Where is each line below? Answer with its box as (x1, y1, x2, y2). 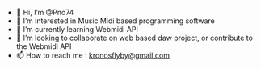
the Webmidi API (15, 42, 72, 51)
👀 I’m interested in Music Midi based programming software (15, 16, 216, 26)
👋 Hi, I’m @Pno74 (15, 8, 74, 17)
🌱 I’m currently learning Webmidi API (15, 25, 139, 34)
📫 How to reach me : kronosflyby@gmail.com (15, 50, 170, 60)
